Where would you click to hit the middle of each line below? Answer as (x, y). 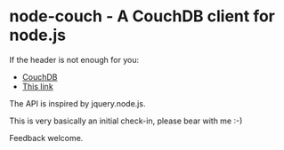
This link (37, 86)
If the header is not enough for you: (74, 59)
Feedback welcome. (46, 138)
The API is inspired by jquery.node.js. (77, 103)
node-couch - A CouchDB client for (142, 16)
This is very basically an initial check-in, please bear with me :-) (126, 121)
